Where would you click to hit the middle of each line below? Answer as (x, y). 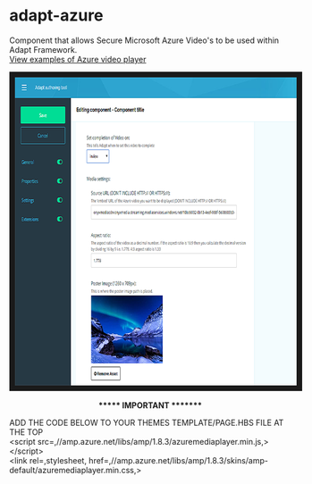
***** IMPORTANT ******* (150, 405)
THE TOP (26, 432)
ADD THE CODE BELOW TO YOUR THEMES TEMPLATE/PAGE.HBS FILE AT (147, 422)
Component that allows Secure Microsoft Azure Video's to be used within (144, 40)
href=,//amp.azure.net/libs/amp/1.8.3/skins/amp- (178, 460)
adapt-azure (56, 16)
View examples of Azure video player (78, 59)
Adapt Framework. (43, 49)
